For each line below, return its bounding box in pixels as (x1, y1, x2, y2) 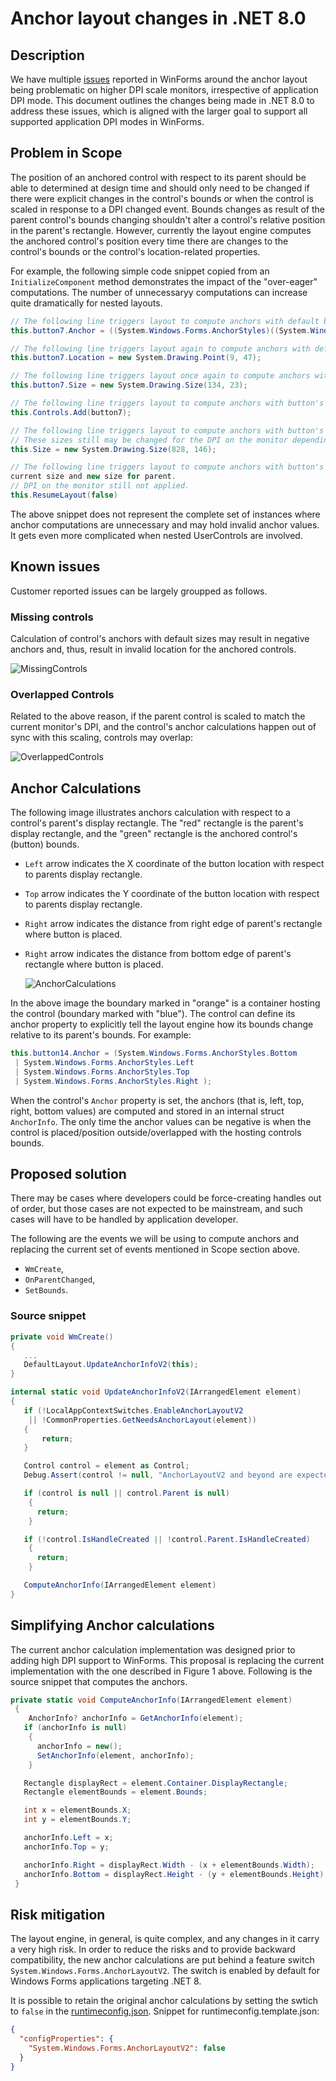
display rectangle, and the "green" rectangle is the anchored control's (10, 828, 298, 840)
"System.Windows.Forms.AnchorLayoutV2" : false (28, 2043, 226, 2054)
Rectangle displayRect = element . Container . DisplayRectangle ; (23, 1778, 288, 1788)
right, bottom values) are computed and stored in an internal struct (10, 1105, 285, 1117)
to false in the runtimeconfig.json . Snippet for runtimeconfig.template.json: (10, 2005, 320, 2017)
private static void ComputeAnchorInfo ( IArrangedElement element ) (10, 1695, 293, 1705)
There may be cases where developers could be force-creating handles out (10, 1192, 322, 1204)
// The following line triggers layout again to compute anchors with (10, 343, 311, 354)
